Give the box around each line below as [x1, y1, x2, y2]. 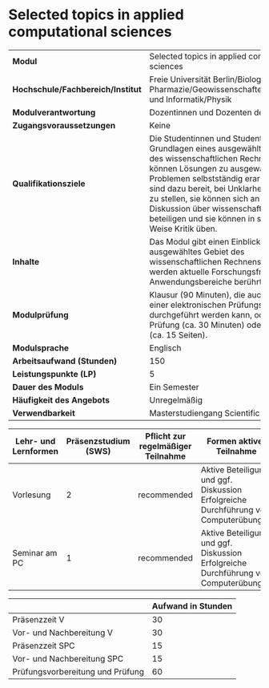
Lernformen [12, 445, 58, 456]
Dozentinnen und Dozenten [149, 107, 252, 118]
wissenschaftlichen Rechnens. [149, 256, 264, 267]
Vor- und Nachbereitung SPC [12, 653, 124, 664]
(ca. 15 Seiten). [149, 329, 208, 340]
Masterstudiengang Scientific [149, 407, 260, 419]
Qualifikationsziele [12, 178, 86, 189]
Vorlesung [12, 489, 51, 500]
